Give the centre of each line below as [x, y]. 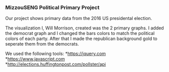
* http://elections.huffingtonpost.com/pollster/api [55, 64]
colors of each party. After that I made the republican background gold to [81, 38]
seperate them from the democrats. [42, 44]
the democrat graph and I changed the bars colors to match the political [80, 33]
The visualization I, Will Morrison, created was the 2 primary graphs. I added [84, 28]
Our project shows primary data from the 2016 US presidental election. [79, 18]
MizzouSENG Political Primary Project [52, 7]
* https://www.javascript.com [35, 59]
